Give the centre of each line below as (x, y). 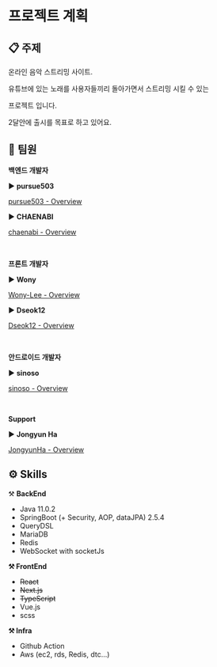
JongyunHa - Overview (46, 449)
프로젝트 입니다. (33, 105)
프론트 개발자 (29, 263)
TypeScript (38, 598)
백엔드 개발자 (29, 170)
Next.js (31, 589)
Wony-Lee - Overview (44, 294)
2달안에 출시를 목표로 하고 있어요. (60, 122)
